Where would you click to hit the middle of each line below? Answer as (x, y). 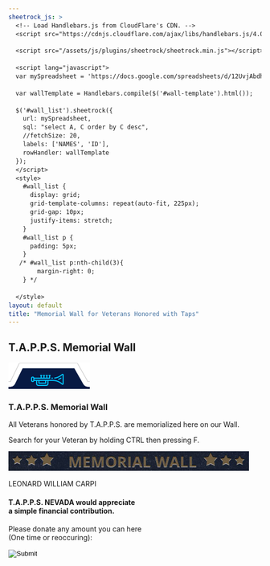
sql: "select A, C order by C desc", (86, 127)
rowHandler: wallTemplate (66, 153)
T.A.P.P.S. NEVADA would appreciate (72, 502)
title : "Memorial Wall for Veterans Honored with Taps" (104, 314)
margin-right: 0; (66, 272)
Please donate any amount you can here (75, 529)
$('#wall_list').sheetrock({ (64, 110)
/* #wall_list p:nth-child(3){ (72, 263)
